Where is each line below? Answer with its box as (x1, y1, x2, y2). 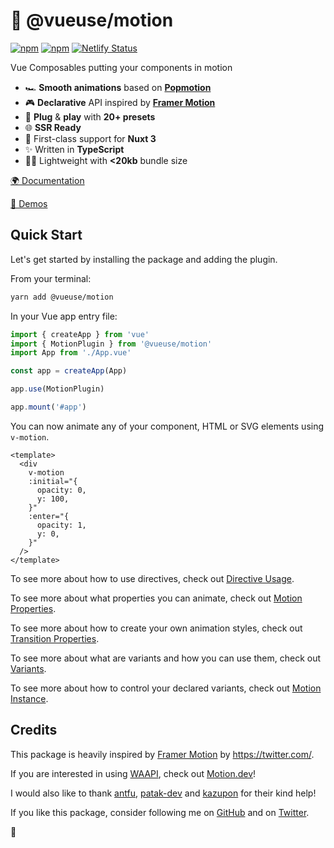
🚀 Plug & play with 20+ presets (24, 110, 156, 123)
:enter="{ (28, 511, 70, 521)
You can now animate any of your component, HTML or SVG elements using (10, 420, 325, 432)
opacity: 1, (36, 520, 87, 530)
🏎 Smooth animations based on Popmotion (24, 81, 212, 93)
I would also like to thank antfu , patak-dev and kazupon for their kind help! (10, 787, 317, 799)
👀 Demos (10, 197, 48, 209)
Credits (10, 722, 58, 739)
